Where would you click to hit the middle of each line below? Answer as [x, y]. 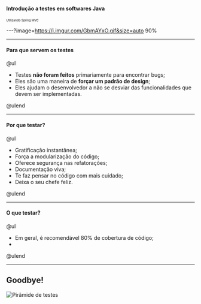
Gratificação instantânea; [46, 150]
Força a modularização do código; [57, 156]
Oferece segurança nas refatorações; [61, 162]
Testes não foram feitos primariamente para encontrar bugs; [90, 75]
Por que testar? [26, 125]
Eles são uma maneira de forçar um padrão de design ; [83, 82]
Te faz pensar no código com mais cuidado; [69, 175]
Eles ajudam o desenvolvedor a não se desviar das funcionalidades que [103, 88]
